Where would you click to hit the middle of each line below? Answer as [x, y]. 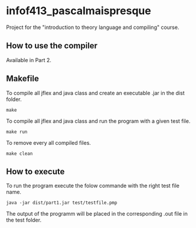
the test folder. [24, 220]
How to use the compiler [52, 46]
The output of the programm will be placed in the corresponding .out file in [97, 214]
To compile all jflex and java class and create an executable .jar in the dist [95, 93]
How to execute [35, 172]
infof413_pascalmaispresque [79, 11]
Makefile [23, 79]
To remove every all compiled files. [49, 142]
